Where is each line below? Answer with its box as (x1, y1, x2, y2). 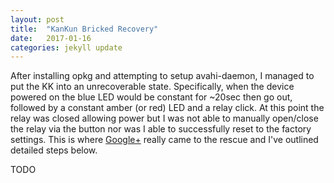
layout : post (10, 14, 65, 25)
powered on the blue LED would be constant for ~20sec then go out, (10, 91, 293, 103)
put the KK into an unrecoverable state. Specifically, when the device (10, 81, 295, 93)
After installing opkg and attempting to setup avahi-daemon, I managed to (10, 70, 315, 82)
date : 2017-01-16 (10, 33, 92, 43)
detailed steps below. (10, 144, 98, 156)
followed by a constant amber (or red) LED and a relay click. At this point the (10, 102, 325, 114)
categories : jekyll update (10, 42, 123, 53)
